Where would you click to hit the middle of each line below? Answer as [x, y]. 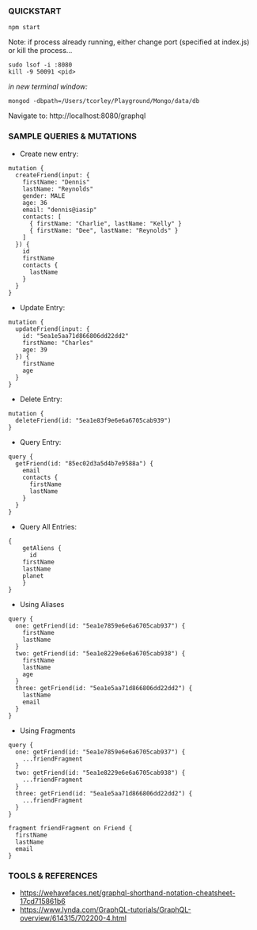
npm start [25, 28]
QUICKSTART [35, 11]
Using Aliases [42, 604]
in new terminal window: [48, 87]
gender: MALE [44, 195]
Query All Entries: [48, 526]
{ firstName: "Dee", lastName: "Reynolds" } [104, 230]
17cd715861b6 [42, 901]
